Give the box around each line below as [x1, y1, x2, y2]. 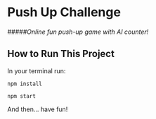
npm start [7, 92, 37, 99]
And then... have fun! [7, 105, 68, 113]
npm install [7, 80, 42, 87]
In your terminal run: [7, 66, 66, 75]
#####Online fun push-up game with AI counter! [7, 27, 149, 36]
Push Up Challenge [7, 4, 122, 20]
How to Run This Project [7, 48, 115, 60]
